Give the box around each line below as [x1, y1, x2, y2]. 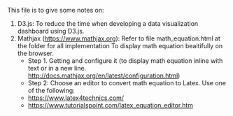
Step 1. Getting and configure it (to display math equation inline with [27, 57, 223, 65]
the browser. [17, 49, 54, 57]
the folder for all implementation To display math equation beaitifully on [17, 42, 223, 50]
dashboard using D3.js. [17, 27, 85, 35]
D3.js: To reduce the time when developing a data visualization [17, 20, 199, 27]
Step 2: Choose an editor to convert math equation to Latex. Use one [27, 79, 226, 87]
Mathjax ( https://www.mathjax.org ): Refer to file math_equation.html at [17, 34, 220, 43]
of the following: [27, 87, 75, 94]
